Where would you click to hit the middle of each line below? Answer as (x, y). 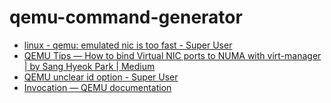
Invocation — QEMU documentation (97, 87)
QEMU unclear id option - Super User (101, 77)
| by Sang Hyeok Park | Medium (89, 66)
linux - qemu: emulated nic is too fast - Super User (128, 45)
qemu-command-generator (126, 17)
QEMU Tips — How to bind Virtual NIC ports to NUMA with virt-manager (172, 55)
